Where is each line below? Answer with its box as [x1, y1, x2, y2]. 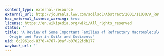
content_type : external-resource [5, 7, 73, 12]
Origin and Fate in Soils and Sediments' [9, 35, 95, 39]
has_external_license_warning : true [5, 16, 80, 21]
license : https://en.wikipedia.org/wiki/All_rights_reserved [5, 20, 132, 26]
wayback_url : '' [5, 43, 38, 48]
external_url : [5, 12, 34, 17]
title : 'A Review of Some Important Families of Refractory [5, 30, 130, 35]
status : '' [5, 25, 27, 30]
